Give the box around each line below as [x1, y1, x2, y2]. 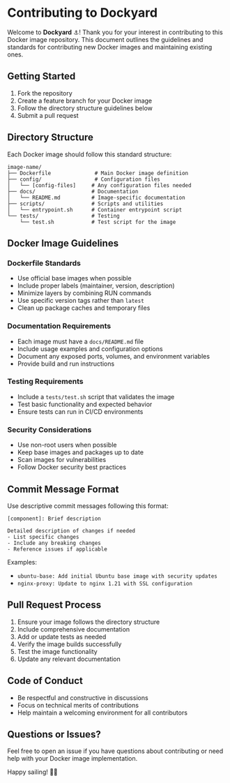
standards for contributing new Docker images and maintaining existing [7, 43, 213, 51]
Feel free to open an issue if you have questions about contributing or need [7, 747, 224, 755]
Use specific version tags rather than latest [17, 297, 144, 305]
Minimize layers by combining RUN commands [17, 289, 152, 297]
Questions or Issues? [7, 728, 101, 740]
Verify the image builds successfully [17, 640, 122, 648]
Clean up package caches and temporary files [17, 304, 151, 312]
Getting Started [7, 70, 76, 82]
